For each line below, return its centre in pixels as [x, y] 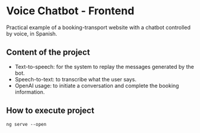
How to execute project [50, 111]
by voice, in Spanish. [32, 33]
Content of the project [48, 53]
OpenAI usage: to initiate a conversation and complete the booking [97, 85]
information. [30, 92]
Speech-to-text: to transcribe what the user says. [76, 79]
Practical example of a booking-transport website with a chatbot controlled [99, 27]
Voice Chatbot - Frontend [70, 11]
